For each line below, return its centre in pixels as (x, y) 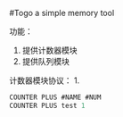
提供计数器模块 (49, 50)
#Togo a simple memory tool (62, 13)
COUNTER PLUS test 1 (48, 105)
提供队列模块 (45, 61)
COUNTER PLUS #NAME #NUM (55, 97)
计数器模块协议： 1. (45, 80)
